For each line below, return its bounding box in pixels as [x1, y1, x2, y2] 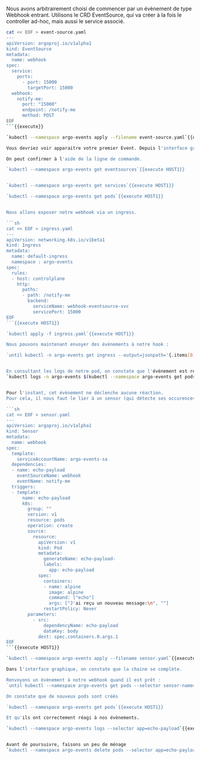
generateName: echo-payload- [43, 556, 116, 562]
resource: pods [27, 517, 65, 523]
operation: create [27, 523, 73, 529]
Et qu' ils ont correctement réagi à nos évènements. [6, 715, 140, 721]
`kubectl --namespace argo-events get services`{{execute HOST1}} [6, 183, 174, 189]
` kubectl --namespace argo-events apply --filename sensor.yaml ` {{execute [6, 656, 196, 662]
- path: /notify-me [21, 292, 70, 298]
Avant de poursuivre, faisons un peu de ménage [6, 742, 127, 748]
